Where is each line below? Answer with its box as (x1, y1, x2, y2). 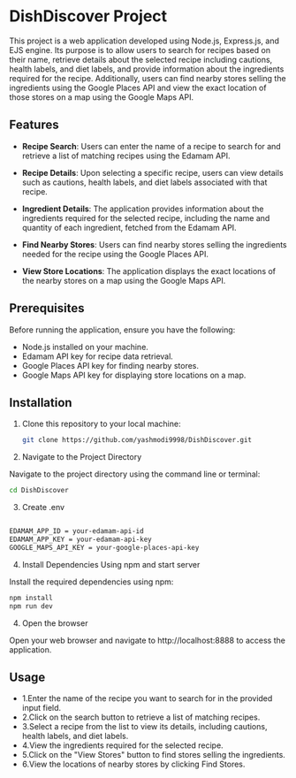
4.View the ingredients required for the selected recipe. (21, 740, 224, 751)
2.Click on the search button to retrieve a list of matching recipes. (21, 712, 261, 722)
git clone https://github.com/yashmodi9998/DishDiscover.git (21, 436, 253, 445)
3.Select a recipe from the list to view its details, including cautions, (21, 721, 268, 732)
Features (9, 118, 59, 133)
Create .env (21, 502, 65, 513)
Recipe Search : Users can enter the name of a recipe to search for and (21, 141, 281, 151)
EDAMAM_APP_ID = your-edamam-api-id (9, 527, 144, 536)
